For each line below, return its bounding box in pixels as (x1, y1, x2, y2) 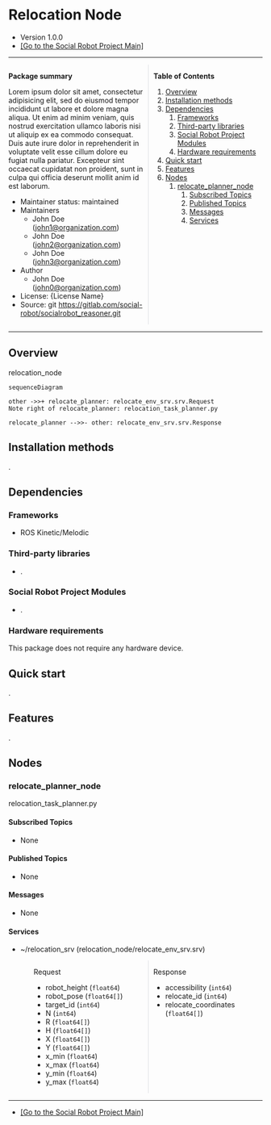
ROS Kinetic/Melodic (19, 528, 90, 537)
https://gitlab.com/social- (58, 299, 143, 309)
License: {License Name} (19, 291, 104, 300)
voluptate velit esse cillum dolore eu (8, 147, 128, 157)
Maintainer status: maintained (19, 196, 119, 207)
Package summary (8, 71, 73, 81)
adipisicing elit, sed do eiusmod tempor (8, 95, 140, 105)
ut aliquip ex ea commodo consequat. (8, 129, 134, 139)
